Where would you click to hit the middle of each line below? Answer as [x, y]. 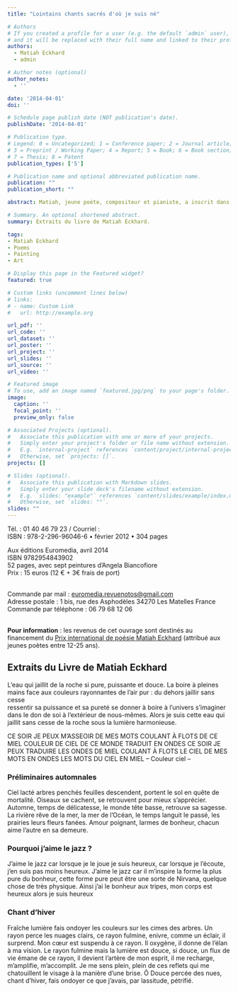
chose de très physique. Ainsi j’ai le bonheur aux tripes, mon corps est [110, 886]
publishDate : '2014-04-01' [47, 125]
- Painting [23, 254]
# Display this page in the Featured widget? [75, 274]
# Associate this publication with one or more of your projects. [110, 436]
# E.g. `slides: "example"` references [69, 496]
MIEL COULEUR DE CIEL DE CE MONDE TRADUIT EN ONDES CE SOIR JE [114, 743]
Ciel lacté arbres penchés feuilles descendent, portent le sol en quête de [113, 793]
